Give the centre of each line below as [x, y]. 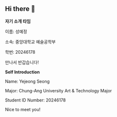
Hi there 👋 [20, 9]
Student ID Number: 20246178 [35, 100]
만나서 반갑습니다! [22, 62]
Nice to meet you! [23, 109]
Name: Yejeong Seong [27, 81]
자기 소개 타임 [18, 21]
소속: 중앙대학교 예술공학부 [30, 42]
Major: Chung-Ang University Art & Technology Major [58, 90]
